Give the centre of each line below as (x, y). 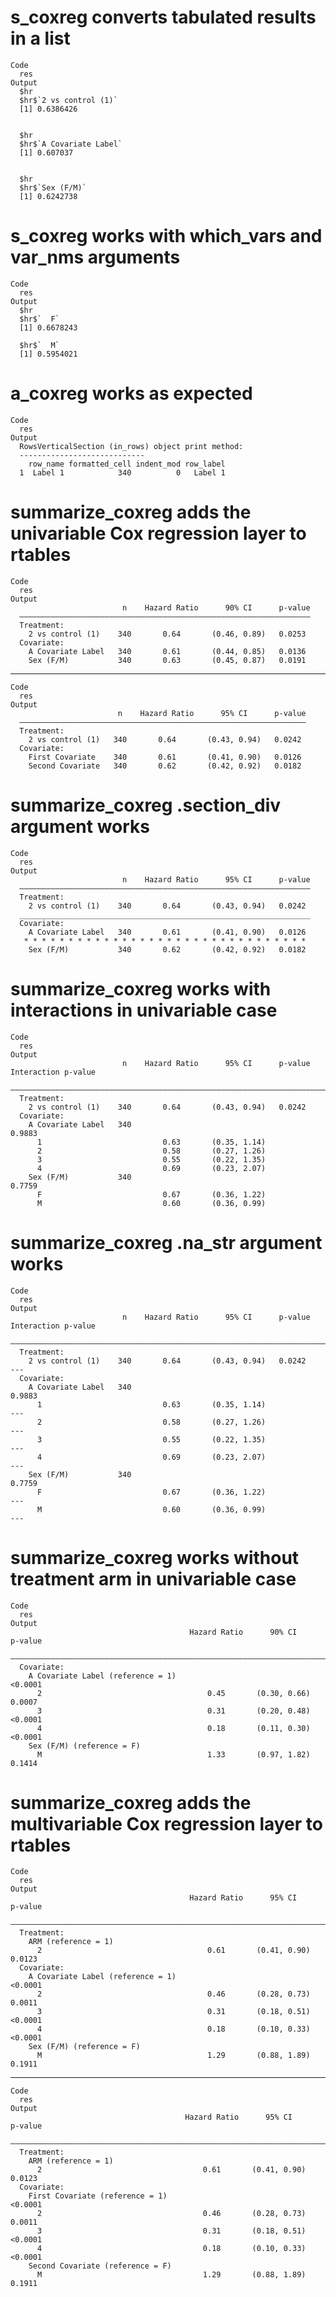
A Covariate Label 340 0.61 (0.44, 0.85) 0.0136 (167, 651)
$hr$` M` (39, 345)
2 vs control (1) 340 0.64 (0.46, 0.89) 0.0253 (167, 634)
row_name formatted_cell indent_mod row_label (127, 464)
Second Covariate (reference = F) (100, 2266)
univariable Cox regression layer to (158, 533)
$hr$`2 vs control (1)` (68, 100)
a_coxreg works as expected (131, 393)
